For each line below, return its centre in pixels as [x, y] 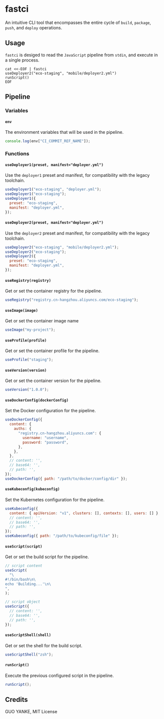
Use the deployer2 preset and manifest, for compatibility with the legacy [77, 233]
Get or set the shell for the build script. [44, 645]
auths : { [23, 429]
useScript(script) [24, 546]
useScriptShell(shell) [28, 635]
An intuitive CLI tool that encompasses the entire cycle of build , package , [78, 22]
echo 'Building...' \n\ [28, 584]
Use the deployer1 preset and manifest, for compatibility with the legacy [77, 175]
